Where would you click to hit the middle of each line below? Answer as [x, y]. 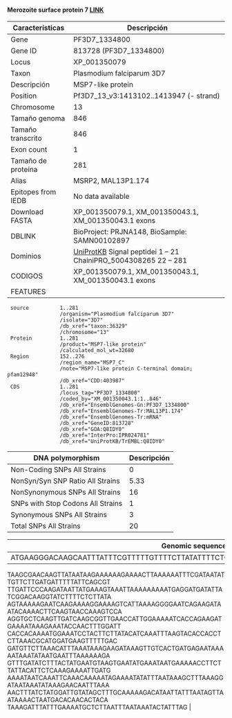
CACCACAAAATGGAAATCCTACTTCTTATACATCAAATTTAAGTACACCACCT [114, 633]
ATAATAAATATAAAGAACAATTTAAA [58, 685]
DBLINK [23, 236]
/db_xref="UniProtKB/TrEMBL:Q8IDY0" [113, 441]
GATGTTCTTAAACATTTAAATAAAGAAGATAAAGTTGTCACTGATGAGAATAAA [116, 649]
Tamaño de [29, 161]
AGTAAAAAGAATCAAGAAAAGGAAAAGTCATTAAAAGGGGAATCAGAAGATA [114, 604]
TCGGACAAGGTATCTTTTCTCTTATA [59, 597]
